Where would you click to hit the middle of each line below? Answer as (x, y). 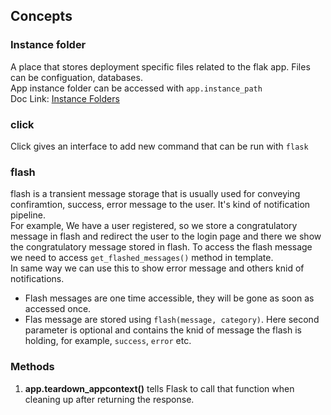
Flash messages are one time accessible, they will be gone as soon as (169, 298)
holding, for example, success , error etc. (108, 341)
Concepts (41, 16)
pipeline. (28, 215)
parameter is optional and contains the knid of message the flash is (163, 330)
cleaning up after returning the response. (109, 399)
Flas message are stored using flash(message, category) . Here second (172, 320)
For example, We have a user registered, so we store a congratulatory (154, 226)
